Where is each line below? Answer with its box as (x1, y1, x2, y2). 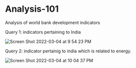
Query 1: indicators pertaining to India (5, 29, 81, 35)
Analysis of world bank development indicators (5, 20, 101, 25)
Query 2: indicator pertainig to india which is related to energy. (5, 48, 132, 54)
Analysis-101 (5, 3, 59, 15)
